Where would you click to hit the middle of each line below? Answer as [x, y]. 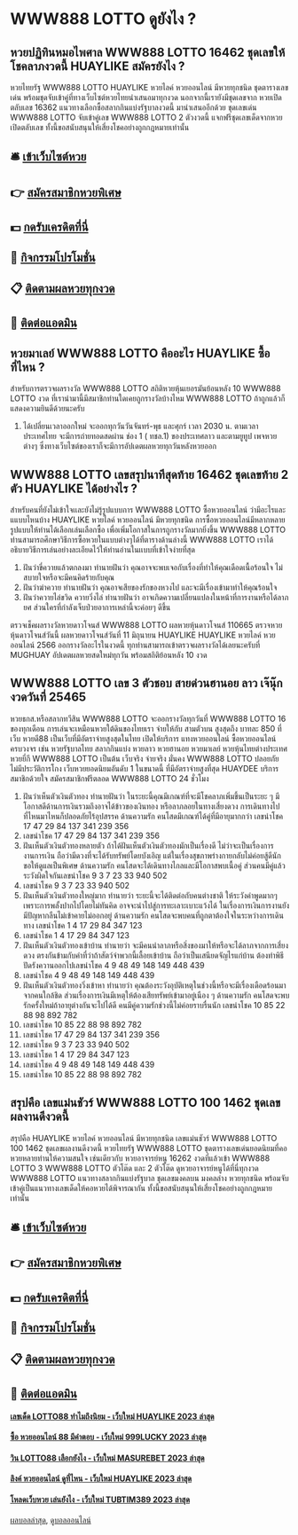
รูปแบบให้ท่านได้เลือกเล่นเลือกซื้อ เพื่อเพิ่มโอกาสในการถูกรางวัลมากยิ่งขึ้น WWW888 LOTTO [148, 529]
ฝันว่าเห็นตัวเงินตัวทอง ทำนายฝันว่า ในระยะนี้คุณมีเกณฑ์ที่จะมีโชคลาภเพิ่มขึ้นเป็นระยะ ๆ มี [151, 796]
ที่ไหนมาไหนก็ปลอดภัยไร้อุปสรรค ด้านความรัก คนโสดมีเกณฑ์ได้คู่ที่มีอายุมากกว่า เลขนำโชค [153, 816]
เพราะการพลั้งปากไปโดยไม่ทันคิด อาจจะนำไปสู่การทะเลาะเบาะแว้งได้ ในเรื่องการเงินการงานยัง [156, 905]
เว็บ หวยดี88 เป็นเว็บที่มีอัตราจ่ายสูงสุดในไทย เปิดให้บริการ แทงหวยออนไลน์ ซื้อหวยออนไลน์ [143, 738]
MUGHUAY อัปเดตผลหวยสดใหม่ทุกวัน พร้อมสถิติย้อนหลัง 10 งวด [109, 654]
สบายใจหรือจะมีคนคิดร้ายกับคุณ [68, 577]
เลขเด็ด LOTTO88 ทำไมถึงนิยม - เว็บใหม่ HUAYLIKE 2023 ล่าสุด [112, 1416]
